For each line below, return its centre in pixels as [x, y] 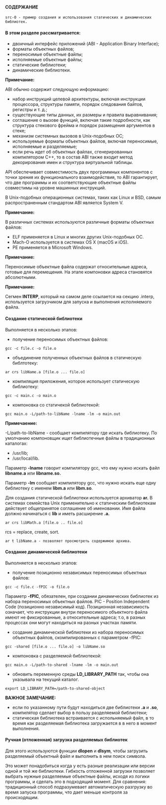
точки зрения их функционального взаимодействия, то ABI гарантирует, [82, 177]
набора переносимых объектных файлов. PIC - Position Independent [77, 601]
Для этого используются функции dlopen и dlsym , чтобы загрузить [77, 751]
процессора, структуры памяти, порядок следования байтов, [78, 104]
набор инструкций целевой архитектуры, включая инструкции [79, 99]
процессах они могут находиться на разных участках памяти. [71, 622]
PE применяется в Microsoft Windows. [53, 247]
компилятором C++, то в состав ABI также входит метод [72, 157]
